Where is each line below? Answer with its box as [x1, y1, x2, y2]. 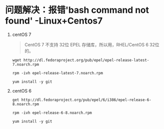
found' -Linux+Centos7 [5, 15, 103, 27]
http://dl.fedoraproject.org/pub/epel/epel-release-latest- [23, 58, 149, 63]
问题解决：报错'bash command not [5, 4, 149, 16]
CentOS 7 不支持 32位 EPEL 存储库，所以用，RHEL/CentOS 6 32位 [24, 41, 160, 47]
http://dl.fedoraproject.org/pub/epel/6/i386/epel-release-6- [21, 97, 152, 102]
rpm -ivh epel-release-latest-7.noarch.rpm [12, 70, 103, 75]
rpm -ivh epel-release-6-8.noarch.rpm [12, 110, 92, 115]
